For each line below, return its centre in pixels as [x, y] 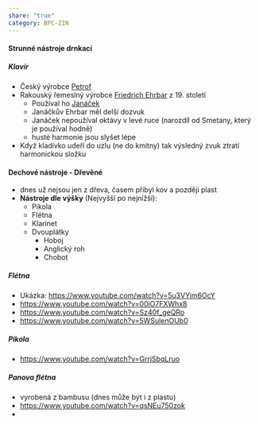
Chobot [56, 257]
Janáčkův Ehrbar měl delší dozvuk [88, 112]
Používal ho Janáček [66, 103]
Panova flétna [32, 377]
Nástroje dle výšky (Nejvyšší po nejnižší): [88, 199]
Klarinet [44, 224]
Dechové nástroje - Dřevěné [56, 172]
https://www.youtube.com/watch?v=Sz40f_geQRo [102, 312]
